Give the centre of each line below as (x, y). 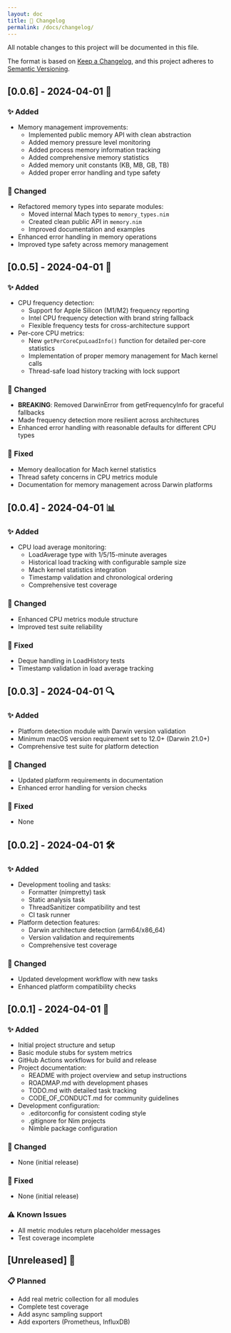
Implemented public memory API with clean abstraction (109, 135)
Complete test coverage (53, 1307)
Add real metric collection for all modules (78, 1299)
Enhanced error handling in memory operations (87, 237)
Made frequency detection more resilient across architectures (108, 420)
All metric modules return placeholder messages (89, 1230)
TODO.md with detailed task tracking (82, 1090)
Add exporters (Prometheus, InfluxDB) (74, 1322)
